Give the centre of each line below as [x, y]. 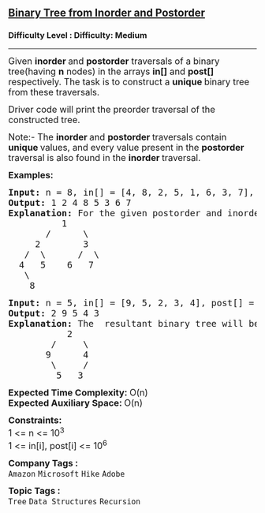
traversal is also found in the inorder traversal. [105, 157]
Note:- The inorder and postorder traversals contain [118, 137]
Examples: [31, 175]
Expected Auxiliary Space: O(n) [76, 403]
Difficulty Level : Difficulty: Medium [78, 36]
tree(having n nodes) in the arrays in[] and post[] [111, 71]
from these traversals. [54, 92]
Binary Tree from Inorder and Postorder [107, 13]
